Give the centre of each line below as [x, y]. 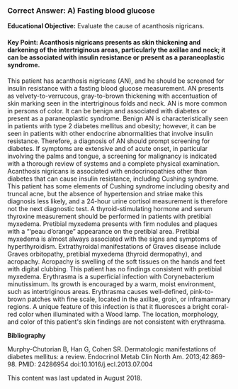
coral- [220, 306]
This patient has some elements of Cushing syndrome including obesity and [118, 186]
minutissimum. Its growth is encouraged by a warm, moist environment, [112, 284]
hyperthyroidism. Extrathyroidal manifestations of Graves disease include [114, 246]
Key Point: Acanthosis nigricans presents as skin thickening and [104, 42]
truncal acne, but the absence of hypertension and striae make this [105, 193]
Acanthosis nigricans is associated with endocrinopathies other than [107, 171]
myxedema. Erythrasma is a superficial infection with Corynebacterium [111, 276]
